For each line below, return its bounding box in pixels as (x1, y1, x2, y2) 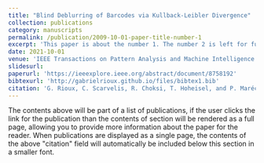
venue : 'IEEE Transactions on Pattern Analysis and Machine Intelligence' (8, 56, 258, 63)
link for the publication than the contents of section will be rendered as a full (8, 114, 255, 124)
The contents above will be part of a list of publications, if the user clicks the (8, 106, 255, 115)
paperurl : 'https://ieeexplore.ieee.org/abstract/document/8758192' (8, 70, 237, 78)
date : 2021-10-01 (8, 48, 65, 56)
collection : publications (8, 19, 93, 27)
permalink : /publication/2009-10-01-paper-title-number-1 (8, 33, 202, 42)
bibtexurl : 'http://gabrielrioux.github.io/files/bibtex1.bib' (8, 77, 220, 85)
